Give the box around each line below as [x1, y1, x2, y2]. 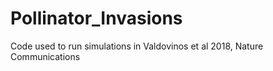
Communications [10, 50, 81, 62]
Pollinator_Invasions [10, 7, 183, 30]
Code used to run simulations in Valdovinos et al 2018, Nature [10, 40, 264, 52]
